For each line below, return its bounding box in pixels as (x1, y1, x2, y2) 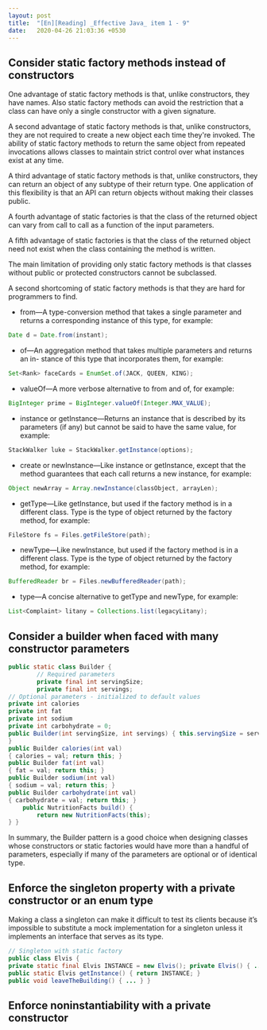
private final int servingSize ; (37, 677, 145, 685)
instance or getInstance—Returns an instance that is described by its (19, 413, 246, 423)
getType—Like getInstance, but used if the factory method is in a (19, 498, 233, 508)
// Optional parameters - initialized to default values (8, 693, 201, 700)
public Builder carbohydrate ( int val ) (8, 789, 137, 797)
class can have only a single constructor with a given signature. (8, 107, 216, 116)
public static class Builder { (8, 663, 112, 671)
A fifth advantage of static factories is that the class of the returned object (8, 236, 251, 245)
